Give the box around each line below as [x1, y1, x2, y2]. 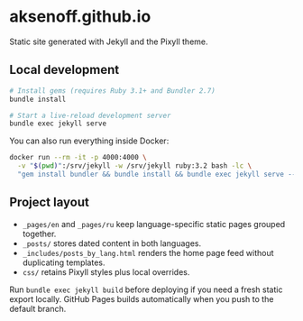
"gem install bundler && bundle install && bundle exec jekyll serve [17, 170, 284, 179]
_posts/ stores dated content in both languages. [22, 237, 202, 249]
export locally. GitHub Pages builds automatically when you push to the [9, 293, 274, 304]
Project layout [9, 195, 90, 210]
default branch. [9, 303, 67, 314]
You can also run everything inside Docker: [9, 135, 170, 146]
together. [22, 228, 57, 239]
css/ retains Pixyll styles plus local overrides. [22, 266, 190, 277]
